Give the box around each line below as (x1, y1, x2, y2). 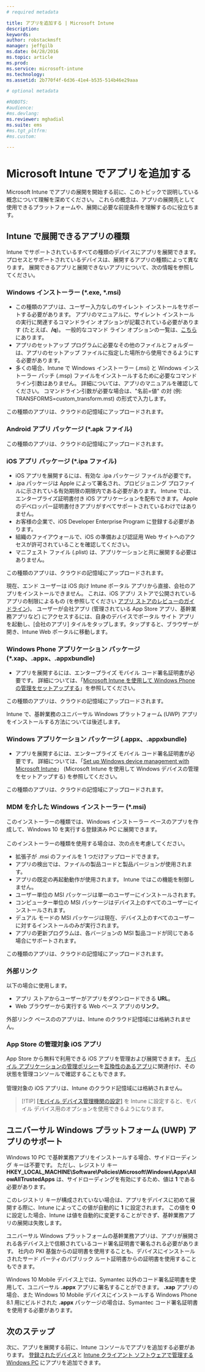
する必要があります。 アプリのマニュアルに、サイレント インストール (20, 311, 195, 318)
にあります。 (15, 334, 48, 341)
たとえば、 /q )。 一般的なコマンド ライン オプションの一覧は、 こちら (24, 326, 198, 334)
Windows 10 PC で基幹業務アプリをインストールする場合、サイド (6, 1154, 171, 1161)
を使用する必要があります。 (6, 1306, 76, 1314)
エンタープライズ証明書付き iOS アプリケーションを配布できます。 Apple (15, 494, 198, 502)
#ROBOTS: (6, 99, 29, 105)
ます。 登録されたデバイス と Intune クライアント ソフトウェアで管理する (11, 1351, 194, 1359)
